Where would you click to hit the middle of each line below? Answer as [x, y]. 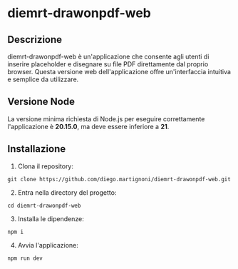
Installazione [37, 149]
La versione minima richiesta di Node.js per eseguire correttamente [106, 118]
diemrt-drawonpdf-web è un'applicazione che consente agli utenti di [108, 56]
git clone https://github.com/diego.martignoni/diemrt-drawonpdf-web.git [119, 179]
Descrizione [35, 40]
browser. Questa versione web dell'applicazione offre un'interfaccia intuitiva [119, 72]
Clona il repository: [45, 166]
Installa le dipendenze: [51, 218]
